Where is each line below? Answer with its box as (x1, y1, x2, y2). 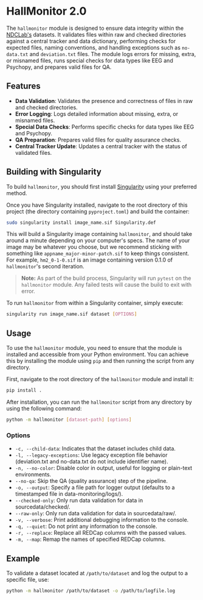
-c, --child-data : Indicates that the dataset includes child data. (15, 445, 176, 452)
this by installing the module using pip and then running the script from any (6, 357, 194, 365)
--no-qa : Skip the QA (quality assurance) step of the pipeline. (15, 477, 168, 485)
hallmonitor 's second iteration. (6, 263, 84, 270)
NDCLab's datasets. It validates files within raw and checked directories (6, 30, 187, 38)
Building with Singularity (6, 166, 101, 177)
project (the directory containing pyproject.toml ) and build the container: (6, 207, 190, 215)
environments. (15, 471, 52, 478)
